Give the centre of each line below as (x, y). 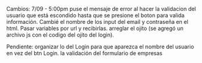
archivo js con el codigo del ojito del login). (60, 35)
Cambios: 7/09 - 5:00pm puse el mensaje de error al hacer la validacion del (101, 9)
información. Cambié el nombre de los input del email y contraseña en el (97, 22)
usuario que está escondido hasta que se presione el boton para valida (96, 15)
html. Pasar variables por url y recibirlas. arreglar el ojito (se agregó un (95, 28)
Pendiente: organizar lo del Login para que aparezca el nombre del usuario (100, 46)
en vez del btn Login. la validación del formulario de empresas (85, 53)
